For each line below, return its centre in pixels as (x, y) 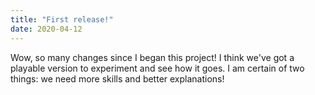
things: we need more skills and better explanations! (117, 78)
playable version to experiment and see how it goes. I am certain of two (157, 68)
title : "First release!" (62, 19)
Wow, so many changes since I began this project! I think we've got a (152, 57)
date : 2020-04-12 (46, 29)
